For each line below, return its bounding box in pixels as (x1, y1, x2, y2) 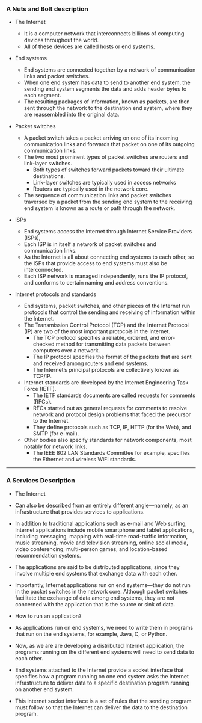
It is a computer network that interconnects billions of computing (23, 30, 185, 37)
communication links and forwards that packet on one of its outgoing (23, 141, 195, 148)
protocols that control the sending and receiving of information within (23, 309, 196, 316)
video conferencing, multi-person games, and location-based (14, 545, 168, 552)
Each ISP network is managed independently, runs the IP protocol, (23, 272, 188, 280)
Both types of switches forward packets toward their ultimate (32, 166, 185, 173)
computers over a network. (32, 347, 100, 354)
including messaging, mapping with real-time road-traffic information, (14, 532, 188, 540)
